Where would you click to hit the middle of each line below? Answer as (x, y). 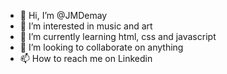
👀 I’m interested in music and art (86, 26)
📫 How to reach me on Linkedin (86, 58)
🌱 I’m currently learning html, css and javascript (118, 36)
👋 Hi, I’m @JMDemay (63, 15)
